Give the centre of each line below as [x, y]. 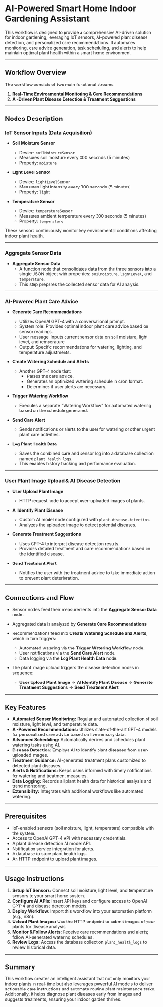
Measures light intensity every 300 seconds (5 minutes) [75, 187]
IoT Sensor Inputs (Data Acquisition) [49, 133]
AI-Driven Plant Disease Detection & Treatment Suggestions [74, 99]
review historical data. [34, 947]
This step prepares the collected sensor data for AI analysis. [79, 284]
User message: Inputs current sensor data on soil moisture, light [83, 337]
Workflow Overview [36, 73]
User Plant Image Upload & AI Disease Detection [63, 480]
